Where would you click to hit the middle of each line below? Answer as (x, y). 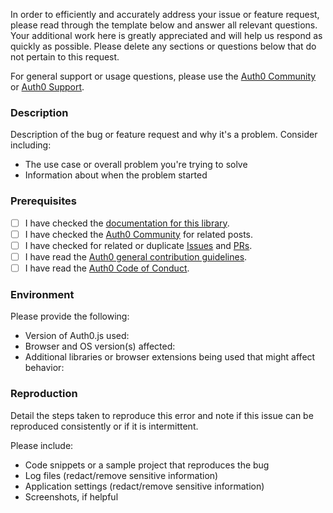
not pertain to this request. (65, 57)
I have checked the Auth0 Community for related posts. (139, 234)
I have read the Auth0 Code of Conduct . (107, 268)
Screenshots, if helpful (71, 496)
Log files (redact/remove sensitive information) (121, 475)
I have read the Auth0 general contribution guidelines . (136, 256)
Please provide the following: (70, 316)
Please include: (42, 445)
